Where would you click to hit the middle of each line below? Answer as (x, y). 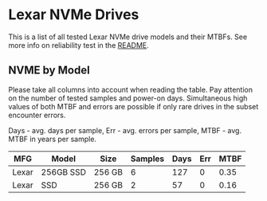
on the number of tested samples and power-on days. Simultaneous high (128, 98)
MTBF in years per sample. (53, 139)
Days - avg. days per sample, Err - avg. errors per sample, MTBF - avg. (125, 130)
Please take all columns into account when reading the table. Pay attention (131, 89)
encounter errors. (37, 115)
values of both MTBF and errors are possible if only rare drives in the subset (133, 106)
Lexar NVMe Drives (74, 15)
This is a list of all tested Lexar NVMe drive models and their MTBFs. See (128, 37)
